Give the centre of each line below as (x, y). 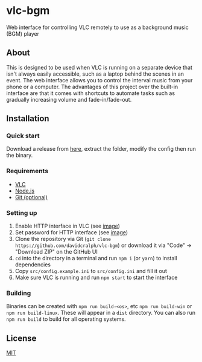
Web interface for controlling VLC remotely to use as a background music (97, 27)
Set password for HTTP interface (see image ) (71, 232)
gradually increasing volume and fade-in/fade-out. (69, 99)
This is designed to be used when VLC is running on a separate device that (99, 67)
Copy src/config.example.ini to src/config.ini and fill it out (91, 271)
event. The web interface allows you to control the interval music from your (99, 80)
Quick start (23, 136)
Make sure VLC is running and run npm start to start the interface (96, 278)
